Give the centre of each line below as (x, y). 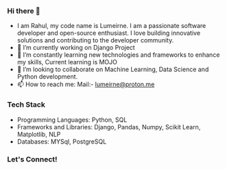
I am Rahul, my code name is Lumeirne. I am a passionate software (111, 26)
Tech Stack (26, 105)
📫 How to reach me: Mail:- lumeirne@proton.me (86, 84)
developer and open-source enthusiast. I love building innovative (109, 33)
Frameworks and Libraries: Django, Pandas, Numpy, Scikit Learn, (109, 127)
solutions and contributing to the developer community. (95, 40)
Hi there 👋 (24, 11)
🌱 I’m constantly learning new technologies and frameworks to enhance (118, 55)
